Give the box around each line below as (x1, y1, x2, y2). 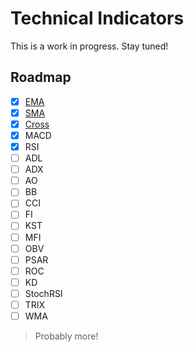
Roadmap (10, 69, 72, 86)
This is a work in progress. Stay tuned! (10, 40, 169, 52)
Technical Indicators (10, 7, 185, 30)
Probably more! (34, 330, 99, 342)
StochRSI (24, 287, 63, 299)
